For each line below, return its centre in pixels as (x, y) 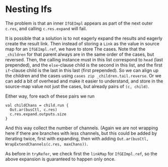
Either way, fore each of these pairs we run (50, 96)
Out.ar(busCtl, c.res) (34, 110)
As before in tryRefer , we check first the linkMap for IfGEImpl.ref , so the (81, 153)
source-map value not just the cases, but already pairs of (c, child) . (77, 86)
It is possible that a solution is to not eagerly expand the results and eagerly (84, 38)
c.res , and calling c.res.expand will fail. (46, 28)
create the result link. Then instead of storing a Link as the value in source (82, 43)
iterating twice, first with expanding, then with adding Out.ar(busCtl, (77, 138)
